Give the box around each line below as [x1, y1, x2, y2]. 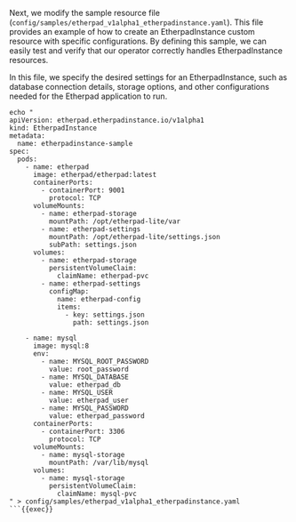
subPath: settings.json [48, 240, 138, 249]
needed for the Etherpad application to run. [9, 91, 168, 101]
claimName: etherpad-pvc [56, 271, 149, 280]
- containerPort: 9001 [41, 186, 125, 195]
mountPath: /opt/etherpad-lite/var [48, 217, 180, 226]
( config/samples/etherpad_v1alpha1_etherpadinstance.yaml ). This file [9, 17, 264, 28]
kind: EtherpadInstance [9, 124, 98, 133]
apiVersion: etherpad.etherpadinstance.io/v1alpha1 [9, 116, 204, 124]
